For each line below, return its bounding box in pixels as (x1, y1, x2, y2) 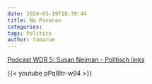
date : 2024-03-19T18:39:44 (7, 10, 87, 17)
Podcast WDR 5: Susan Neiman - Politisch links (7, 55, 145, 64)
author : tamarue (7, 36, 55, 43)
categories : (7, 23, 42, 30)
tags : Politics (7, 29, 52, 37)
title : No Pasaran (7, 17, 62, 24)
